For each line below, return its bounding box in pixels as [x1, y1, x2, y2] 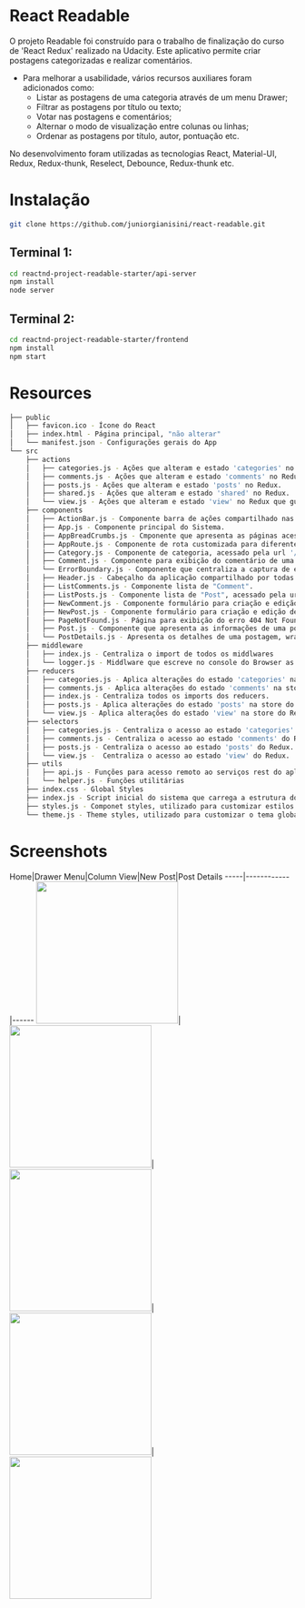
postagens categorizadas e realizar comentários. [9, 55, 193, 65]
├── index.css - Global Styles [25, 785, 144, 794]
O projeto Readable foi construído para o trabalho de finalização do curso [9, 35, 284, 46]
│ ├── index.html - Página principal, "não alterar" [9, 429, 221, 439]
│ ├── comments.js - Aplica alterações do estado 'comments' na [25, 683, 282, 692]
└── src [9, 447, 39, 456]
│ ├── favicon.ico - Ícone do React [9, 421, 156, 430]
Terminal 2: [9, 311, 75, 327]
